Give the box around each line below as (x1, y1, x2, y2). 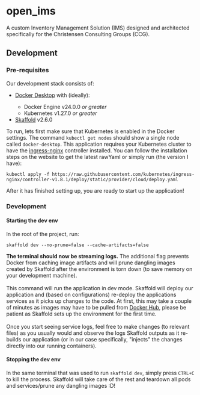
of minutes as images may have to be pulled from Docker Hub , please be (6, 303, 187, 311)
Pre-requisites (6, 66, 49, 75)
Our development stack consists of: (6, 79, 94, 87)
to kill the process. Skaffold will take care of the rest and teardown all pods (6, 375, 191, 383)
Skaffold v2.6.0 (14, 116, 53, 123)
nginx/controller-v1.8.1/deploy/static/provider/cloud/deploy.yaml (6, 176, 179, 182)
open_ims (6, 4, 56, 18)
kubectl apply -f (6, 171, 50, 177)
